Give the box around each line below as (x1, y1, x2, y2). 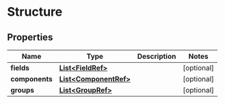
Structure (7, 4, 63, 20)
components (10, 75, 53, 83)
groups (10, 86, 35, 94)
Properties (7, 31, 53, 43)
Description (137, 52, 176, 61)
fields (10, 63, 29, 73)
